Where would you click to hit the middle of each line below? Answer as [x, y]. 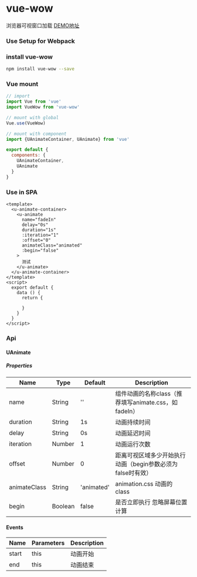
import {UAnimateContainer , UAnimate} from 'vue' [68, 139]
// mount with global [33, 117]
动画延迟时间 [133, 433]
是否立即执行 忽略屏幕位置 [151, 502]
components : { [28, 155]
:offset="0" [36, 240]
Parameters [48, 543]
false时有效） [134, 473]
